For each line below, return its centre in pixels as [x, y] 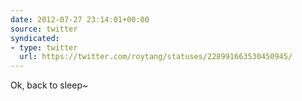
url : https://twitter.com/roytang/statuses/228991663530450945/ [156, 57]
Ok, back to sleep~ [49, 85]
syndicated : [35, 38]
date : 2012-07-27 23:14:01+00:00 [80, 19]
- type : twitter [44, 47]
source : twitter [44, 29]
